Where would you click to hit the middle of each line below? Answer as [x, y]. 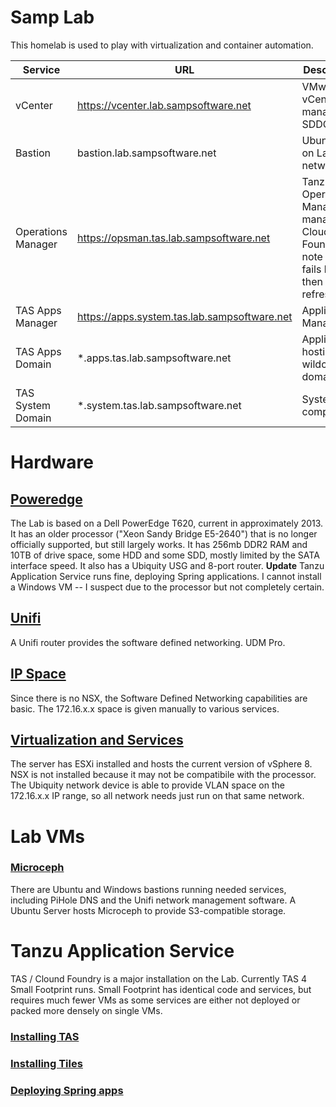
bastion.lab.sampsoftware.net [146, 153]
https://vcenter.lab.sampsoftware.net [164, 105]
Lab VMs [48, 836]
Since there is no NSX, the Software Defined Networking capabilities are [159, 698]
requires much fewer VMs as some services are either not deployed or [155, 1000]
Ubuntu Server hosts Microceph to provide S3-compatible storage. [148, 910]
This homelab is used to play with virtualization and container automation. [162, 45]
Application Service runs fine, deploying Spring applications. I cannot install [166, 576]
